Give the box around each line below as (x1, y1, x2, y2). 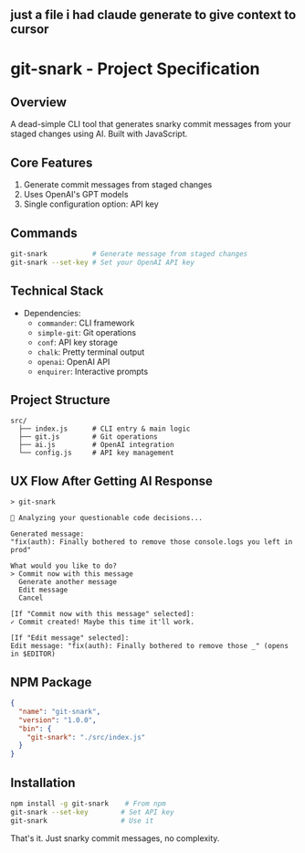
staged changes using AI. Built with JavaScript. (10, 128, 188, 140)
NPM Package (10, 674, 92, 689)
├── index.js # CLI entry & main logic (18, 424, 191, 433)
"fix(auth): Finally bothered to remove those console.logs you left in (10, 538, 293, 547)
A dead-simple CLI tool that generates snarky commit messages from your (10, 119, 291, 130)
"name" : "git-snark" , (18, 707, 101, 716)
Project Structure (10, 392, 110, 408)
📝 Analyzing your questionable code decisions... (10, 514, 204, 523)
